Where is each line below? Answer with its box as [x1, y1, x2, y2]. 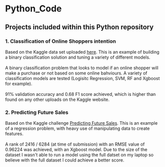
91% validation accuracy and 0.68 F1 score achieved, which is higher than [5, 91, 156, 97]
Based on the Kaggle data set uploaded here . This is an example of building [5, 49, 160, 55]
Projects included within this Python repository [5, 23, 154, 31]
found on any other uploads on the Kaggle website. [5, 96, 110, 102]
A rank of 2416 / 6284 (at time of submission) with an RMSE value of [5, 141, 145, 147]
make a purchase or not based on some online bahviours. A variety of [5, 70, 148, 76]
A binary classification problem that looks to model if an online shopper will [5, 65, 159, 71]
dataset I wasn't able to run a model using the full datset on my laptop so [5, 152, 154, 158]
